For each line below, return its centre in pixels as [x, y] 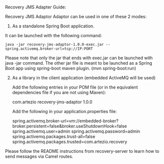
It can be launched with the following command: [54, 35]
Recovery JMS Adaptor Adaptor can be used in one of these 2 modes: [76, 16]
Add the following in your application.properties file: [64, 111]
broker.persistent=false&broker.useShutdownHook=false [70, 126]
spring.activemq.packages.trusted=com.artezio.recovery [70, 142]
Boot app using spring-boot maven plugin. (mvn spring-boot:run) [70, 68]
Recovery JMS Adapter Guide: [36, 7]
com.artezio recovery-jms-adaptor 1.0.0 [52, 102]
